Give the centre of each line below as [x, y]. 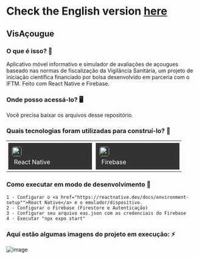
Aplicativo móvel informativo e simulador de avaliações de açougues [92, 64]
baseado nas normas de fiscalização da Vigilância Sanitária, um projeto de [100, 71]
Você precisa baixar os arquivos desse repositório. [70, 115]
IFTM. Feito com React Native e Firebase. [58, 83]
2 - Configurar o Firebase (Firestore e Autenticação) [77, 208]
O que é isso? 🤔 [30, 51]
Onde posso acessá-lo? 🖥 [45, 100]
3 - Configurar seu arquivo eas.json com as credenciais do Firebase [96, 213]
